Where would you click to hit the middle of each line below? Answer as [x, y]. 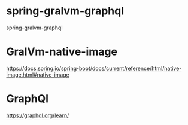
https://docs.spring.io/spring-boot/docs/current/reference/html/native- [94, 68]
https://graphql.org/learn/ [38, 115]
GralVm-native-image [62, 52]
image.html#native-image [38, 74]
